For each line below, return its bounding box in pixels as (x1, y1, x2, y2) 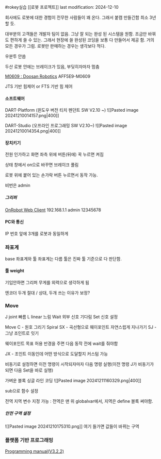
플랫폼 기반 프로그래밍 (5, 437, 53, 443)
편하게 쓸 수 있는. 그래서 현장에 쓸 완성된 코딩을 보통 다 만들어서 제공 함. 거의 (10, 37, 155, 43)
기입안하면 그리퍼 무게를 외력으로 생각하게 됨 (5, 280, 90, 286)
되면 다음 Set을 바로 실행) (5, 367, 53, 373)
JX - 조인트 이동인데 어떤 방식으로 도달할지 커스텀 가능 (5, 351, 108, 357)
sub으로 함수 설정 (5, 388, 39, 394)
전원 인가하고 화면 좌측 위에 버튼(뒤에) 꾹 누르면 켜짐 (5, 152, 104, 157)
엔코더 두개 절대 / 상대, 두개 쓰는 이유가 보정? (5, 290, 90, 296)
